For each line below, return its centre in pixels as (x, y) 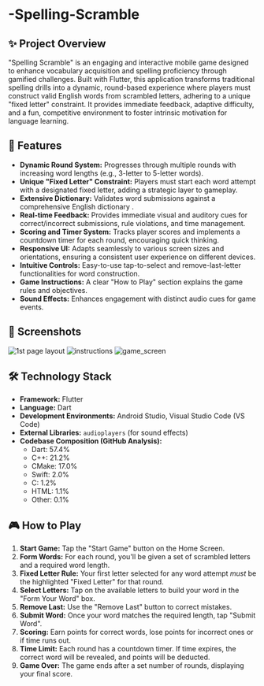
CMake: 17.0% (54, 466)
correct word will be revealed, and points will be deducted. (115, 657)
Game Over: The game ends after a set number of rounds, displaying (132, 666)
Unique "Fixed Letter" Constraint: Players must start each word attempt (138, 181)
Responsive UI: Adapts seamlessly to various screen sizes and (122, 248)
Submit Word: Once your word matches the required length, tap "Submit (138, 615)
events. (32, 307)
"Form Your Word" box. (58, 599)
